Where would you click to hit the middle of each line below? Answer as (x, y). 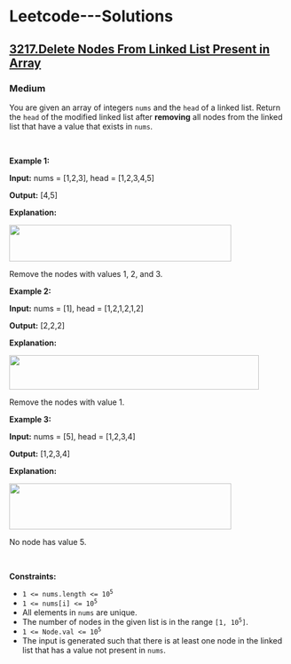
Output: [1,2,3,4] (40, 454)
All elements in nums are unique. (79, 612)
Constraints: (33, 576)
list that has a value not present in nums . (94, 650)
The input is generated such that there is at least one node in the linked (152, 640)
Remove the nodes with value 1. (67, 402)
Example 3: (30, 419)
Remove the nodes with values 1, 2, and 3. (86, 273)
